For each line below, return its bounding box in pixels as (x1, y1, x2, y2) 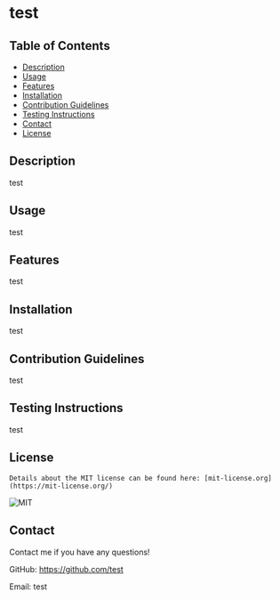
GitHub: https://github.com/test (9, 563, 124, 574)
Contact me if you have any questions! (9, 546, 150, 557)
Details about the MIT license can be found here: (9, 474, 201, 482)
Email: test (9, 581, 47, 592)
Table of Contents (9, 38, 111, 53)
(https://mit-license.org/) (9, 482, 114, 490)
